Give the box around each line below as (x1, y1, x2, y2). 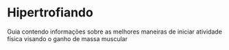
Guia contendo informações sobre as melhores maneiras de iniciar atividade (7, 27, 223, 36)
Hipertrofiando (7, 5, 94, 21)
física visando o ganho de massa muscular (7, 34, 128, 42)
